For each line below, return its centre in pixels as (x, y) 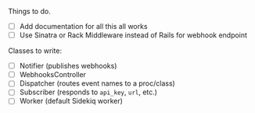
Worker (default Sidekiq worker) (71, 101)
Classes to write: (35, 51)
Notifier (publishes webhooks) (68, 66)
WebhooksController (52, 75)
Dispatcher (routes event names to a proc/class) (97, 83)
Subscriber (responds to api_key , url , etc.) (88, 92)
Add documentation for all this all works (83, 26)
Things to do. (29, 11)
